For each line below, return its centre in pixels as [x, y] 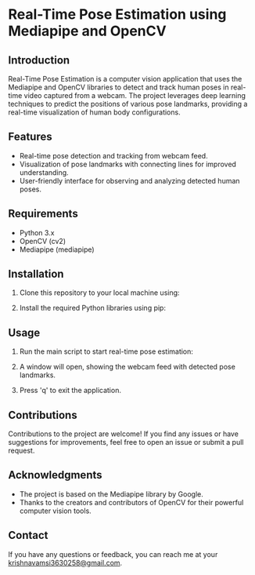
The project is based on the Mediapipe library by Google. [111, 494]
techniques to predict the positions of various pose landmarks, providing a [128, 104]
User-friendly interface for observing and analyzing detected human [129, 180]
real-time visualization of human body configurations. [95, 112]
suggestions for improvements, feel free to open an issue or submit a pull [126, 442]
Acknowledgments [56, 475]
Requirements [43, 214]
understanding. [44, 172]
